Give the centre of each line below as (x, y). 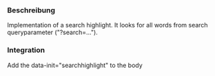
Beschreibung (31, 10)
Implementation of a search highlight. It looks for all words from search (107, 25)
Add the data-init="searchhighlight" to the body (75, 65)
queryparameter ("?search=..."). (52, 32)
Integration (26, 50)
